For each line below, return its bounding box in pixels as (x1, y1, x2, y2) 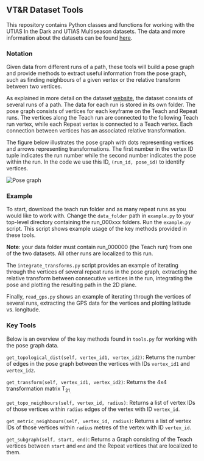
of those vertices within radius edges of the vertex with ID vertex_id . (6, 405, 180, 413)
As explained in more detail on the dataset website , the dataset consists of (6, 95, 194, 102)
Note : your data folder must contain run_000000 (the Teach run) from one (6, 244, 193, 251)
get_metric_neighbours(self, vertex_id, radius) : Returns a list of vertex (6, 417, 192, 424)
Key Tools (6, 321, 37, 330)
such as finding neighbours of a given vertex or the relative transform (6, 76, 181, 84)
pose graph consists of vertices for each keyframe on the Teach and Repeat (6, 107, 198, 115)
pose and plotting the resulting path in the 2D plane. (6, 281, 137, 289)
